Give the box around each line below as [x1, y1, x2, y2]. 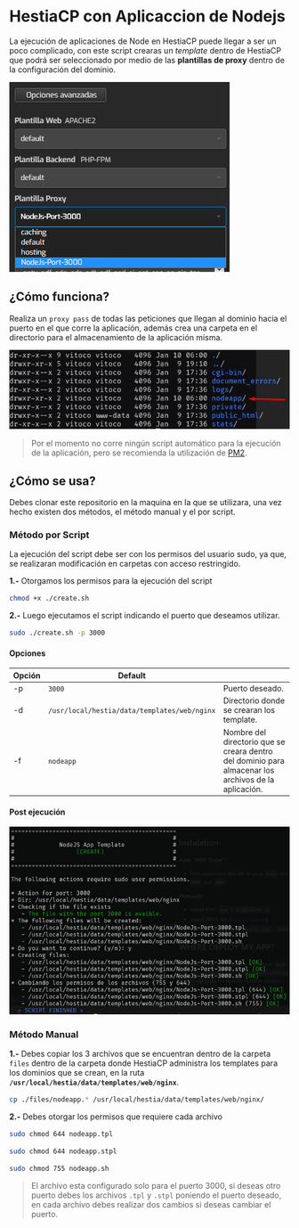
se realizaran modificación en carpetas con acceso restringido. [9, 559, 241, 569]
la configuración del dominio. [9, 64, 117, 75]
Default [117, 670, 147, 681]
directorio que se [222, 736, 286, 747]
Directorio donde [222, 695, 286, 706]
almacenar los [222, 765, 275, 775]
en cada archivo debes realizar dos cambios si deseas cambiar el [30, 1199, 271, 1209]
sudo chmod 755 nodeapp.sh [9, 1164, 109, 1173]
